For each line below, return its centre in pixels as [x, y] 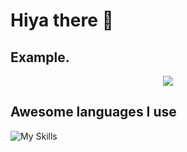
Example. [40, 57]
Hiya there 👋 [62, 20]
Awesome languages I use [93, 112]
